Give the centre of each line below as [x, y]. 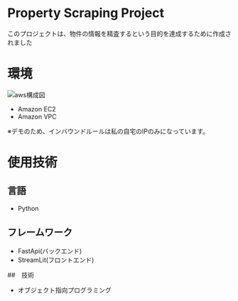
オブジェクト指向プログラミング [64, 290]
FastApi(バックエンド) [50, 251]
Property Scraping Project [86, 13]
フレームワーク [40, 232]
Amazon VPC [37, 116]
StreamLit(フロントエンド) [56, 260]
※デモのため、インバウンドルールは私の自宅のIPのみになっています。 [108, 131]
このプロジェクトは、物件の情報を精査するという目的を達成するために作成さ [119, 33]
